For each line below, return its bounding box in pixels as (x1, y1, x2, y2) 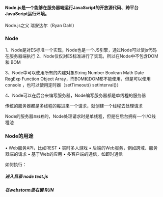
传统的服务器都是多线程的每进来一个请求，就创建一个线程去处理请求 (5, 103, 143, 109)
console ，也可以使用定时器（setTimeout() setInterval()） (5, 82, 121, 88)
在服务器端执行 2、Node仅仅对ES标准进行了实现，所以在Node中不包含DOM (5, 53, 159, 59)
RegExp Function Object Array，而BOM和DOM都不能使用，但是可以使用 (5, 76, 151, 82)
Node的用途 (5, 133, 33, 140)
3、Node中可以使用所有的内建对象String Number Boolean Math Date (5, 69, 144, 76)
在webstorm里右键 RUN (5, 187, 54, 193)
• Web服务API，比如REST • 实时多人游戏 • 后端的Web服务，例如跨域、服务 (5, 145, 158, 151)
